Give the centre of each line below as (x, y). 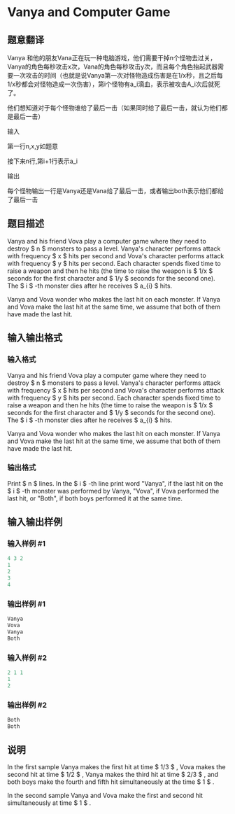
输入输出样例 (35, 522)
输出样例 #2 (27, 705)
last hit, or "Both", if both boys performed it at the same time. (95, 498)
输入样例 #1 (26, 544)
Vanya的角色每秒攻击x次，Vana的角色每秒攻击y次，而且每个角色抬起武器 (113, 66)
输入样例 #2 (27, 657)
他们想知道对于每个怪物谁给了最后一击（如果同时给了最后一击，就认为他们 (114, 108)
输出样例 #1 (26, 604)
